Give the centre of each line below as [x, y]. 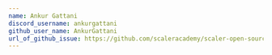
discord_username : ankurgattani [63, 23]
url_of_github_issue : [45, 38]
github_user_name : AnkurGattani [63, 31]
